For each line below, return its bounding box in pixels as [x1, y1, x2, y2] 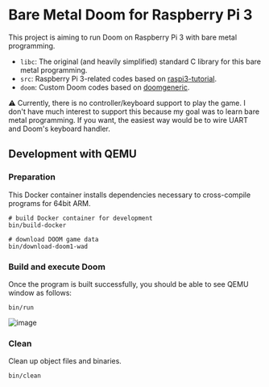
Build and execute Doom [8, 261, 106, 272]
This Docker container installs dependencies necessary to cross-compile [8, 190, 251, 200]
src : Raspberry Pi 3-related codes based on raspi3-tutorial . [19, 74, 217, 83]
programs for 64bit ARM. [8, 198, 91, 208]
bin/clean [8, 372, 42, 381]
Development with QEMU [8, 147, 137, 161]
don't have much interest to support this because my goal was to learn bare [8, 107, 260, 116]
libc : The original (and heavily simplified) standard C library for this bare [19, 57, 262, 66]
